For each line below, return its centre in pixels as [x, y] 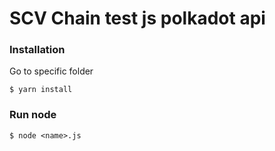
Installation [37, 50]
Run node [33, 115]
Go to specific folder [51, 71]
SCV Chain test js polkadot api [137, 18]
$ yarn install [41, 90]
